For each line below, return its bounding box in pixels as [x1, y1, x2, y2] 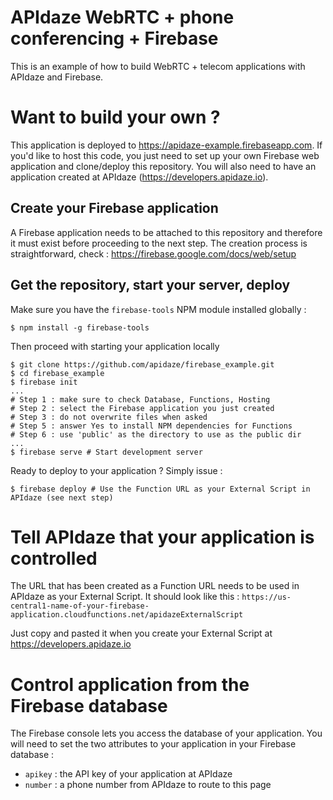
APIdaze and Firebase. [10, 71, 104, 83]
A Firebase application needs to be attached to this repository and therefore [10, 226, 323, 238]
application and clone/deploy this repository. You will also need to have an [10, 160, 317, 172]
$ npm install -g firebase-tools [10, 322, 150, 333]
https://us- [241, 592, 292, 603]
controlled [10, 547, 98, 570]
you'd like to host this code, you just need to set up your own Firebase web [10, 149, 320, 161]
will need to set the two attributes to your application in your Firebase [10, 738, 297, 750]
